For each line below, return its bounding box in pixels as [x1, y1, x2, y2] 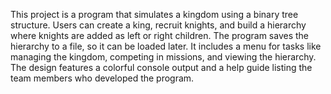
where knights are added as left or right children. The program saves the [10, 30, 309, 41]
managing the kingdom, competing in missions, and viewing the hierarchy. [10, 51, 317, 63]
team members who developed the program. [10, 72, 195, 84]
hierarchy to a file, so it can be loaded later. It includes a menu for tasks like [10, 40, 322, 52]
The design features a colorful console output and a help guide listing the [10, 62, 313, 73]
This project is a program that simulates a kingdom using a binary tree [10, 9, 299, 20]
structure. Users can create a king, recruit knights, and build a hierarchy [10, 19, 307, 31]
